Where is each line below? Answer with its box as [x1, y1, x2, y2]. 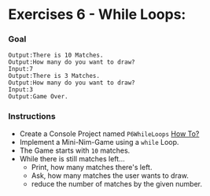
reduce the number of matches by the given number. [31, 179, 203, 188]
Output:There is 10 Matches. [8, 51, 104, 60]
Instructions [8, 111, 57, 122]
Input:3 [8, 86, 34, 94]
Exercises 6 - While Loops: [8, 6, 186, 24]
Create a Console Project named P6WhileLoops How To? [19, 128, 200, 139]
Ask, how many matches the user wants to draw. [31, 171, 189, 180]
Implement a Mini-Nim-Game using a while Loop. [19, 137, 179, 146]
